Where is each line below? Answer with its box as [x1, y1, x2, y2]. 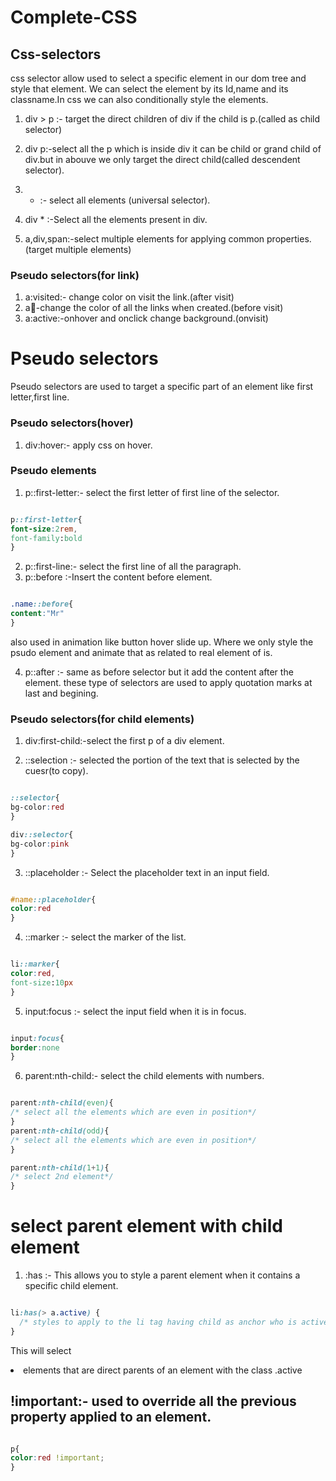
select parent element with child [10, 1215, 283, 1238]
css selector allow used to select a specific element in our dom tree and [10, 72, 307, 84]
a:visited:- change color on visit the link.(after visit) [24, 291, 235, 303]
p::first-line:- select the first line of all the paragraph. [24, 561, 242, 573]
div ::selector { [10, 829, 74, 840]
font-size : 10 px [10, 977, 74, 988]
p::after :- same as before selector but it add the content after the [24, 666, 294, 678]
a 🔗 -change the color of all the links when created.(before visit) [24, 302, 284, 314]
